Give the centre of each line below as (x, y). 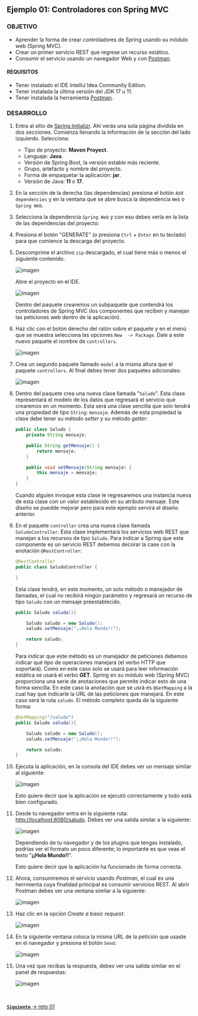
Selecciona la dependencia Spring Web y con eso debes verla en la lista (102, 217)
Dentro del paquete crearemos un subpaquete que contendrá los (94, 305)
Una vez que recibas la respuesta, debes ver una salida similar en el (98, 966)
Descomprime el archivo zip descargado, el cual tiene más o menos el (101, 253)
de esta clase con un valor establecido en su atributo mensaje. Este (97, 501)
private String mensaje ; (57, 435)
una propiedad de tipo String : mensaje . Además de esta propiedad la (98, 412)
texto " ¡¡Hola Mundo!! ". (44, 856)
